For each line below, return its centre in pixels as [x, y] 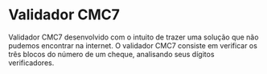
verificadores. [31, 63]
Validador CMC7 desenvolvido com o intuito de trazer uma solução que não [133, 37]
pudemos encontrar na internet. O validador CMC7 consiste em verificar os [133, 45]
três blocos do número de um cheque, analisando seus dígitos [111, 54]
